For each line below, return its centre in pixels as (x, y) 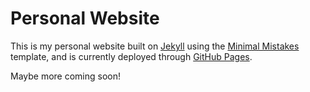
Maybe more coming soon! (66, 76)
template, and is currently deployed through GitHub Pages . (131, 56)
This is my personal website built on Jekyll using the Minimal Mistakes (155, 46)
